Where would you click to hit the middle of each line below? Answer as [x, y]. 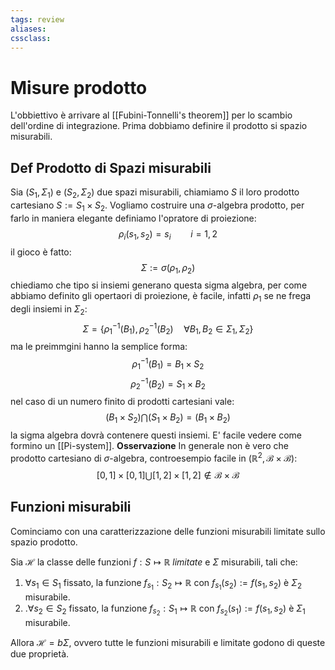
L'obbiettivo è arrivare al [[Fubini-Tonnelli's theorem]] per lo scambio [151, 115]
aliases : [28, 29]
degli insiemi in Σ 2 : [49, 310]
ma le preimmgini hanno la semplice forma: [99, 347]
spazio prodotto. [44, 542]
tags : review [37, 19]
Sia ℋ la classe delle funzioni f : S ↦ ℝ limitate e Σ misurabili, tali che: [154, 562]
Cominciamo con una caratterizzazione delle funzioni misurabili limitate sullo [168, 531]
